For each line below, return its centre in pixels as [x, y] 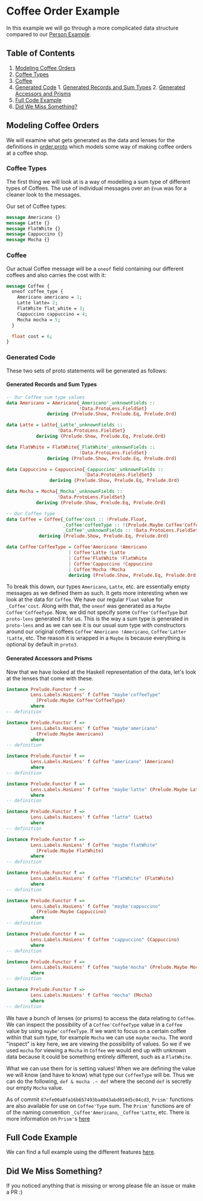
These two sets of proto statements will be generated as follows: [87, 371]
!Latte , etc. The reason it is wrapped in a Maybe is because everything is [96, 638]
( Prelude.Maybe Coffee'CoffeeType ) [81, 701]
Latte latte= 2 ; [38, 303]
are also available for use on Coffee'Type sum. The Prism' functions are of [98, 1105]
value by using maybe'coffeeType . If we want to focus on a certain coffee [96, 1031]
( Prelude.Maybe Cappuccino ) [71, 912]
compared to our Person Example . [49, 34]
